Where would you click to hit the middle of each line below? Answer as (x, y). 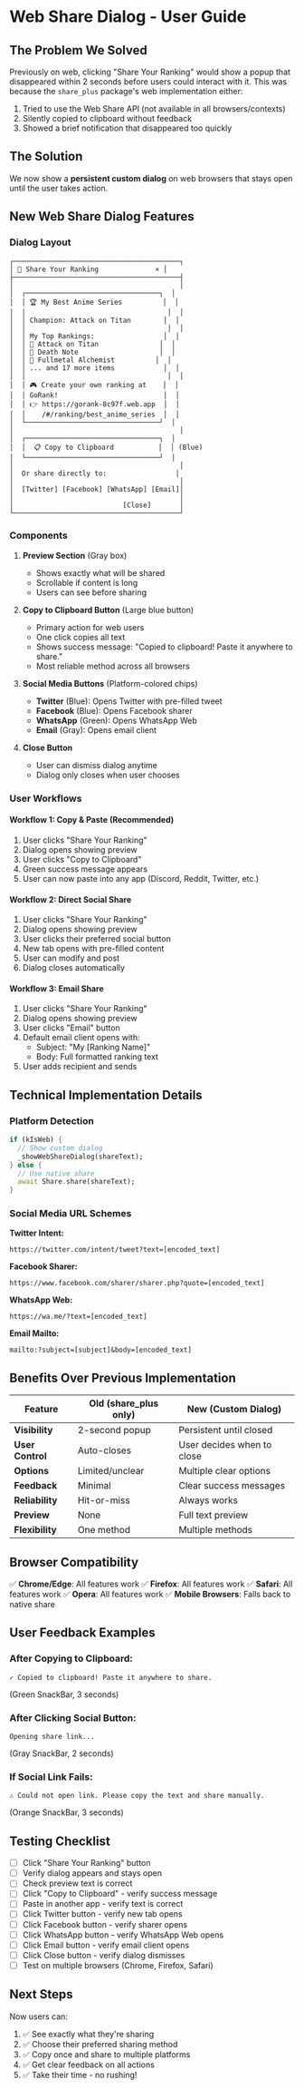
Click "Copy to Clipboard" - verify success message (120, 1894)
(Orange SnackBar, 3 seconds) (66, 1812)
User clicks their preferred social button (97, 939)
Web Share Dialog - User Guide (128, 17)
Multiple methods (216, 1530)
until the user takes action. (59, 188)
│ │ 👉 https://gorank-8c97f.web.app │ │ (95, 404)
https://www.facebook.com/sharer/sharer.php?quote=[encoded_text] (137, 1284)
